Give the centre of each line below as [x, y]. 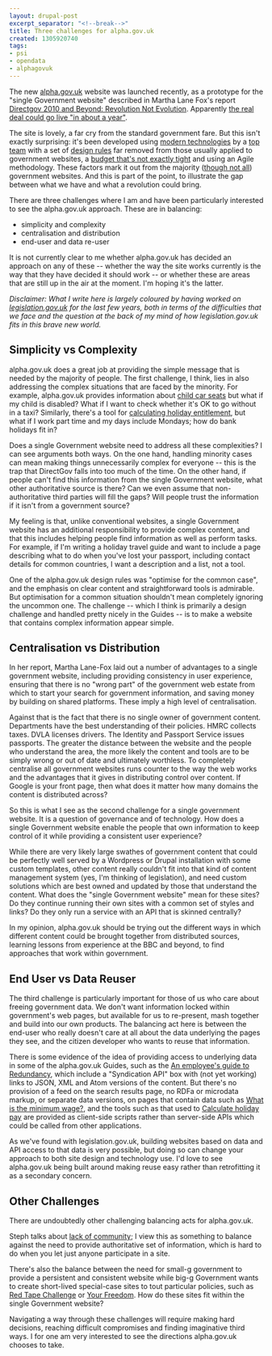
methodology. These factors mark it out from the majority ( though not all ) [131, 167]
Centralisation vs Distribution [85, 648]
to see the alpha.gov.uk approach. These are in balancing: [106, 209]
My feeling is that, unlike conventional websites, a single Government [124, 521]
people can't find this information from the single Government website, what [136, 479]
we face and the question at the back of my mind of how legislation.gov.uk [134, 315]
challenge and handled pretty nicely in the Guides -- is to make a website [131, 614]
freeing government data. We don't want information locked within [119, 1007]
